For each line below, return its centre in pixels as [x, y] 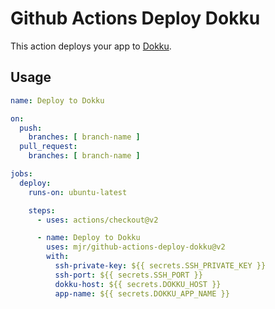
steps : [42, 210]
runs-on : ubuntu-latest [78, 192]
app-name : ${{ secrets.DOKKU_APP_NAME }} [142, 293]
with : [58, 257]
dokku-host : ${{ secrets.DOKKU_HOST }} [138, 284]
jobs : [21, 174]
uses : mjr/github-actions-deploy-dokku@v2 [136, 247]
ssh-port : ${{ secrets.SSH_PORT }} [128, 275]
